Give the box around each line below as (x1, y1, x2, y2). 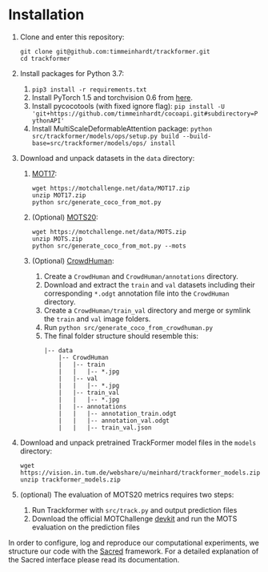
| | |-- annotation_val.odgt (58, 417, 170, 425)
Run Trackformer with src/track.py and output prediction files (31, 505, 238, 514)
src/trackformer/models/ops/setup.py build (31, 132, 180, 140)
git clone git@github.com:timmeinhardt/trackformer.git (19, 47, 210, 55)
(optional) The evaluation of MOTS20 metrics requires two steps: (19, 489, 234, 499)
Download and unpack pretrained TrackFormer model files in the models (19, 437, 257, 447)
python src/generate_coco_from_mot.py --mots (31, 242, 186, 250)
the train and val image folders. (43, 314, 151, 324)
